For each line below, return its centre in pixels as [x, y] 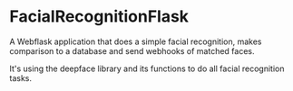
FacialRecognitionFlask [99, 17]
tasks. [21, 77]
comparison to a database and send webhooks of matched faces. [132, 50]
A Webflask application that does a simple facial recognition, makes [136, 41]
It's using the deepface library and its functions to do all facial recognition [147, 68]
